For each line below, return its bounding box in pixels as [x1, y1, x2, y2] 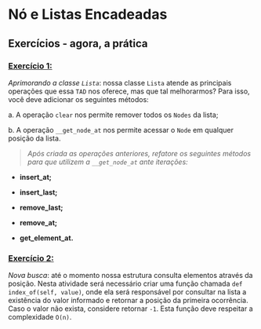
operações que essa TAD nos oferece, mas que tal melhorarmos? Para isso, [8, 86, 250, 96]
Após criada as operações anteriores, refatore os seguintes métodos [27, 148, 252, 158]
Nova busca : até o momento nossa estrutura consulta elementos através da [8, 271, 253, 280]
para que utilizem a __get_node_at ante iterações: [27, 157, 188, 166]
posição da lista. [8, 133, 61, 143]
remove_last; [19, 203, 63, 212]
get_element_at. [19, 233, 74, 243]
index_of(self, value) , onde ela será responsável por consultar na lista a [8, 287, 247, 297]
